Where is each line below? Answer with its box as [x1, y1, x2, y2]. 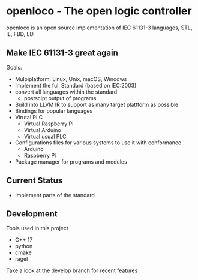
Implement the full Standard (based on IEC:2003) [14, 82, 137, 89]
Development [6, 209, 58, 219]
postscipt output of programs [23, 94, 97, 101]
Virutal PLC [14, 113, 43, 121]
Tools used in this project [6, 225, 69, 232]
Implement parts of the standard [14, 191, 95, 198]
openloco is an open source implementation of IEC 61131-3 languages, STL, [6, 24, 193, 31]
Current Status [6, 176, 63, 186]
